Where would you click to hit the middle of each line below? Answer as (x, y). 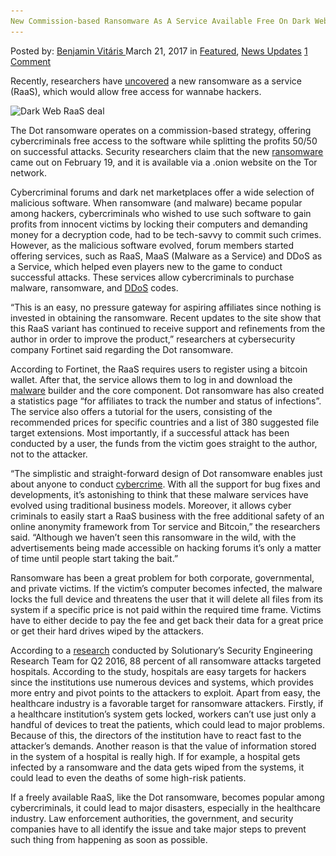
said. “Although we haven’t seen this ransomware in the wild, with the (153, 537)
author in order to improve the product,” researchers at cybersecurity (153, 339)
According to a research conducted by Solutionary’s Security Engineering (161, 650)
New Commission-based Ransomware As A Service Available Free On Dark (160, 21)
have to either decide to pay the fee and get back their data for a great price (167, 620)
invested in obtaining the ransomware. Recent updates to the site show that (166, 317)
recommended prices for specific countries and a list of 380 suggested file (165, 422)
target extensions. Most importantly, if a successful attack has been (150, 432)
